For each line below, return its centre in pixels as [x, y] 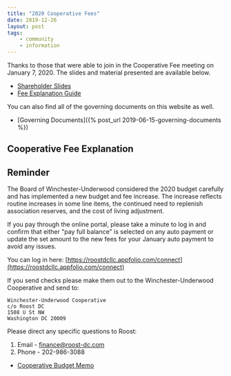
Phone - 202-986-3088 [51, 352]
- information [40, 46]
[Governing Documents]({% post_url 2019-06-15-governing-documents [119, 120]
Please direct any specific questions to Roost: [72, 331]
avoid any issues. [32, 246]
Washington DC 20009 [37, 319]
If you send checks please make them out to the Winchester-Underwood [110, 281]
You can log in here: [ [37, 260]
